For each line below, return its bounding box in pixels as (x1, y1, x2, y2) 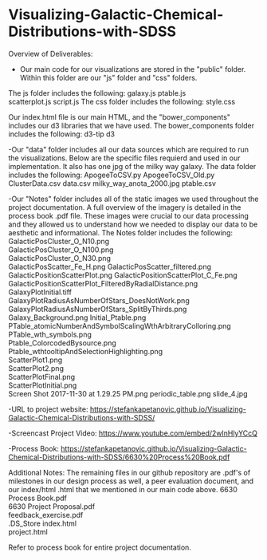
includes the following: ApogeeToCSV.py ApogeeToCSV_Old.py (8, 170, 215, 179)
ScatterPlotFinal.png (8, 372, 76, 381)
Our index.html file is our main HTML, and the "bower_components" (8, 112, 231, 121)
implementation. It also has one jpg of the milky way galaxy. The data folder (8, 161, 257, 171)
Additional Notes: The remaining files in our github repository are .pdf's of (8, 467, 251, 477)
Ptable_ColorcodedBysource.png (8, 337, 117, 348)
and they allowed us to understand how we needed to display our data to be (8, 219, 258, 229)
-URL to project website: (8, 404, 88, 414)
